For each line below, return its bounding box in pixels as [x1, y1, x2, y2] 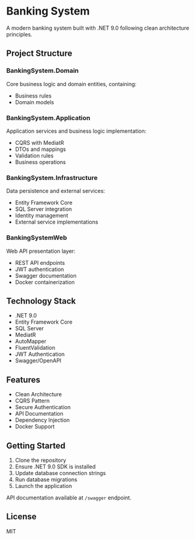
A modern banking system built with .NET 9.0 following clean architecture [6, 24, 190, 32]
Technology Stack [6, 296, 76, 306]
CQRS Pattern [14, 397, 50, 404]
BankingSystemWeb [6, 233, 68, 242]
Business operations [14, 158, 66, 165]
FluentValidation [14, 344, 56, 352]
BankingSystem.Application [6, 113, 91, 122]
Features [6, 375, 40, 385]
